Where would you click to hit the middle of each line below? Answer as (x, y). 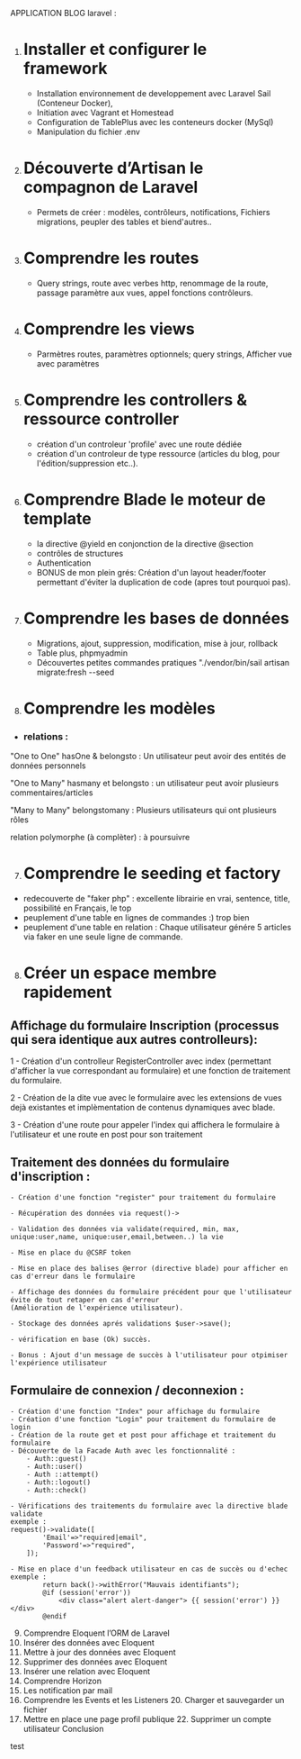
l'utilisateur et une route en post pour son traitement (106, 1134)
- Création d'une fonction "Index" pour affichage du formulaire (135, 1411)
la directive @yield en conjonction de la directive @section (145, 543)
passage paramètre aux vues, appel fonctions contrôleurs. (145, 293)
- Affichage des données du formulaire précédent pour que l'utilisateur (151, 1292)
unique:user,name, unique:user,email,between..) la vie (117, 1237)
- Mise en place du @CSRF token (71, 1252)
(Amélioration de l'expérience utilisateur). (97, 1308)
